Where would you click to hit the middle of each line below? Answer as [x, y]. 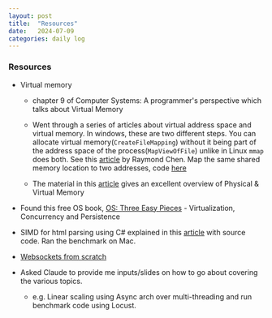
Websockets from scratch [63, 256]
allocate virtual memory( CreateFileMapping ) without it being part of [145, 142]
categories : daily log [47, 39]
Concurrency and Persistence [70, 217]
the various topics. [51, 281]
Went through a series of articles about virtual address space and [142, 125]
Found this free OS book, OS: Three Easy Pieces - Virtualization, [127, 208]
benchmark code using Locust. [84, 305]
